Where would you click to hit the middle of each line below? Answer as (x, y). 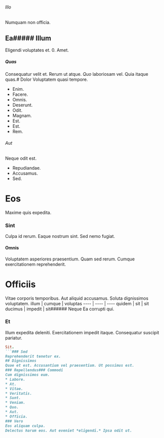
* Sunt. (13, 398)
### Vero (14, 421)
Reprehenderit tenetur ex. (33, 356)
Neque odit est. (21, 158)
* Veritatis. (19, 393)
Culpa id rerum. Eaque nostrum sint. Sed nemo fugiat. (60, 236)
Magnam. (22, 115)
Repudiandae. (27, 168)
